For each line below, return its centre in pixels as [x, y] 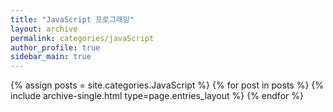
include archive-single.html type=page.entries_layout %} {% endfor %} [157, 96]
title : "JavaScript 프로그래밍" [72, 19]
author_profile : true [55, 47]
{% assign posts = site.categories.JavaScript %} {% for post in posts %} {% [167, 85]
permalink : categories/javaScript [82, 38]
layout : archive [44, 29]
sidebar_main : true [51, 57]
